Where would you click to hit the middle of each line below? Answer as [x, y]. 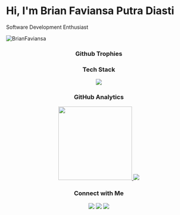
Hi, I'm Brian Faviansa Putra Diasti [90, 11]
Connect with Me [99, 193]
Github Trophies [99, 53]
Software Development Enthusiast [47, 27]
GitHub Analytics [99, 97]
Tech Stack [99, 69]
